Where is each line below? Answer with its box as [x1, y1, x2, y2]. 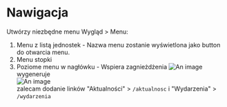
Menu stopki [16, 55, 52, 63]
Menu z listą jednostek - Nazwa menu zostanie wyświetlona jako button [16, 40, 221, 49]
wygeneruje [16, 70, 51, 78]
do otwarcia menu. [16, 48, 70, 56]
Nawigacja [6, 5, 69, 21]
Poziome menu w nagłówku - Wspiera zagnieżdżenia [16, 62, 168, 71]
